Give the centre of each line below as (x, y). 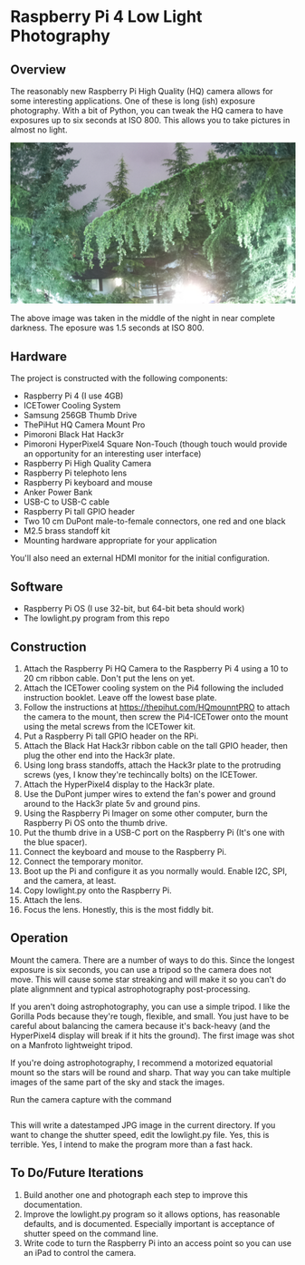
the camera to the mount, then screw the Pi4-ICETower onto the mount (156, 716)
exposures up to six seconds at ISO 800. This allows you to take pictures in (150, 120)
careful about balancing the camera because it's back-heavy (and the (140, 1025)
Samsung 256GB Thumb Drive (80, 416)
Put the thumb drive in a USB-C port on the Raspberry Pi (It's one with (154, 832)
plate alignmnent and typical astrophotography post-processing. (130, 989)
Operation (39, 938)
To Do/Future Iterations (77, 1173)
